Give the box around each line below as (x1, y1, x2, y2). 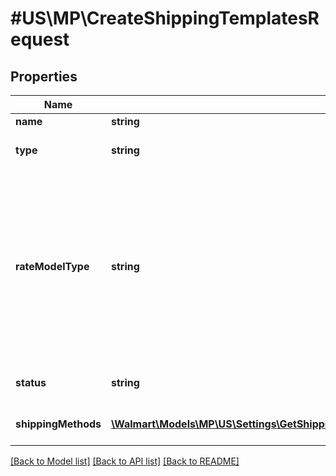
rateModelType (15, 260, 90, 273)
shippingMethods (15, 417, 102, 431)
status (15, 376, 47, 389)
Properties (10, 68, 78, 85)
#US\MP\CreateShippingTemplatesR (10, 7, 320, 30)
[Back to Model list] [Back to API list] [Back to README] (10, 455, 240, 467)
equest (10, 28, 70, 51)
